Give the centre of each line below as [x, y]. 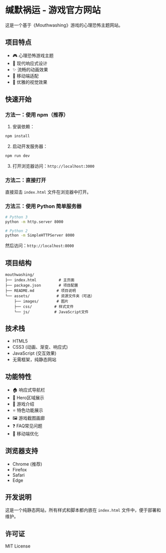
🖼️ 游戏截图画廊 [28, 418]
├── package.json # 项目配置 [42, 286]
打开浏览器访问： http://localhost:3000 [53, 166]
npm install [17, 136]
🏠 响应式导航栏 [29, 390]
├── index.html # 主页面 [40, 280]
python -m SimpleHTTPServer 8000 [40, 235]
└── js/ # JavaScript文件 [51, 312]
